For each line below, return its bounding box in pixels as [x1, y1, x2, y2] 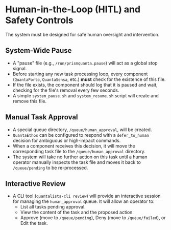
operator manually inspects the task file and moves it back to [12, 159, 141, 165]
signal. [12, 65, 27, 71]
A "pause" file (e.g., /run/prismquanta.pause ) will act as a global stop [12, 60, 158, 66]
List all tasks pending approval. [20, 204, 86, 210]
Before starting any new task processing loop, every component [12, 71, 148, 77]
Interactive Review [5, 179, 66, 188]
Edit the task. [20, 220, 48, 226]
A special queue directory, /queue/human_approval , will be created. [12, 127, 152, 133]
